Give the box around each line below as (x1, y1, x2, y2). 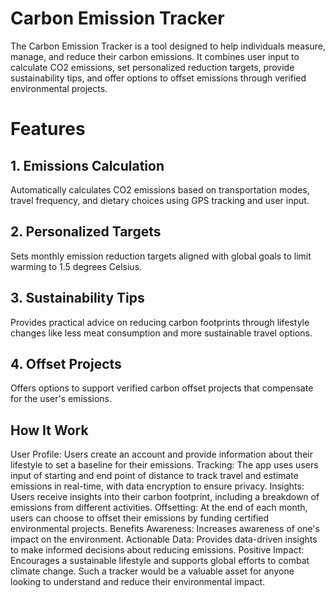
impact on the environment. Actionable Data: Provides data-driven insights (10, 533, 318, 546)
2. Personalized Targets (10, 223, 162, 241)
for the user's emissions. (10, 393, 113, 405)
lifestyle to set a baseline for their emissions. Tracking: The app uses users (10, 459, 319, 471)
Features (10, 118, 86, 141)
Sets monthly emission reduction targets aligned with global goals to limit (10, 250, 312, 262)
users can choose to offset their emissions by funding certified (10, 512, 270, 524)
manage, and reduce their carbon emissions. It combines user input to (10, 50, 300, 62)
